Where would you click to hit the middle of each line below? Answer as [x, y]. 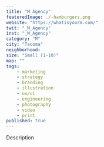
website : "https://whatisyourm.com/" [52, 22]
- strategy [30, 77]
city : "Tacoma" [25, 45]
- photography [34, 104]
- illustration [35, 88]
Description [20, 138]
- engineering [34, 99]
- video [26, 110]
